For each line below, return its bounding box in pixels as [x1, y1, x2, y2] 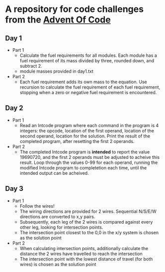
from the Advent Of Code [5, 14, 111, 25]
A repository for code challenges [5, 3, 144, 15]
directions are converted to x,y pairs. [19, 213, 95, 220]
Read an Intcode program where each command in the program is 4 [19, 122, 159, 128]
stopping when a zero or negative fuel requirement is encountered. [19, 90, 157, 95]
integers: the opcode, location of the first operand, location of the [19, 128, 154, 134]
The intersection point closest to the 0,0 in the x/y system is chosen [19, 229, 159, 235]
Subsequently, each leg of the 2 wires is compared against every [19, 219, 153, 225]
